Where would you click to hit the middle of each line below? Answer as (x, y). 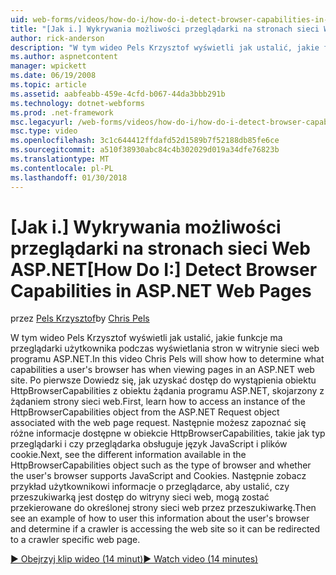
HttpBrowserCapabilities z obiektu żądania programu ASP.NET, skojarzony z (167, 391)
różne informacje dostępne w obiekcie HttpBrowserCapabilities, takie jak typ (168, 433)
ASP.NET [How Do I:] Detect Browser (164, 269)
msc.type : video (44, 131)
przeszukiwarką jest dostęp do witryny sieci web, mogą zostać (140, 497)
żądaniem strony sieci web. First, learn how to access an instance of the (158, 402)
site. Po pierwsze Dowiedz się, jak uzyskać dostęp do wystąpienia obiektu (163, 380)
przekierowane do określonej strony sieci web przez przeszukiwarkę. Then (163, 508)
